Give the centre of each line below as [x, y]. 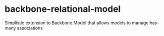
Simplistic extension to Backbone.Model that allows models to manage [77, 23]
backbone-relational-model [63, 9]
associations [30, 28]
